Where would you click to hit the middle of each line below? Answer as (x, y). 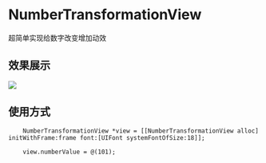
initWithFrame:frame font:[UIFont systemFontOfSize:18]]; (107, 137)
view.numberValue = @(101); (69, 152)
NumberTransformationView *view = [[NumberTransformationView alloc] (141, 131)
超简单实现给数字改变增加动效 (57, 38)
